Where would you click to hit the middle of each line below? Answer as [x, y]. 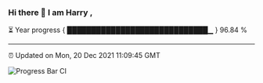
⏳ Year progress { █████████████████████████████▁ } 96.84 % [128, 30]
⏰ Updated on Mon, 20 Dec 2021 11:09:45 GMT [84, 56]
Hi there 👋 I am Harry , [50, 13]
